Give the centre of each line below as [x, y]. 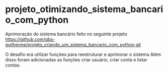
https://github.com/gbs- [30, 39]
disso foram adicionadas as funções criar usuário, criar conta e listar [76, 59]
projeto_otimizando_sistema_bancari [84, 9]
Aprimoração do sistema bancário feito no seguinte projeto [66, 34]
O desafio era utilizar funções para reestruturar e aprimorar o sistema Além [83, 54]
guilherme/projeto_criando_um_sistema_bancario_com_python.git [73, 44]
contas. [13, 65]
